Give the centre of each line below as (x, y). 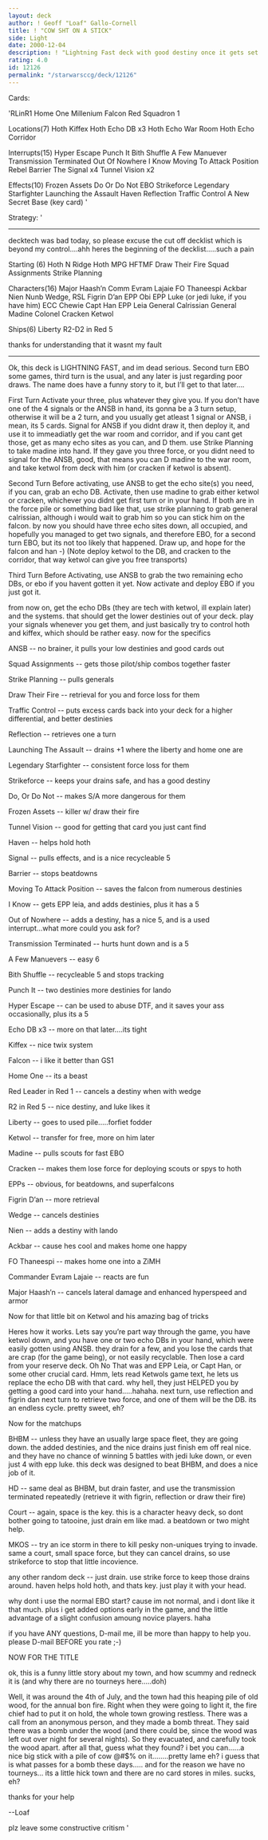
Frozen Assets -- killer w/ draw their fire (74, 811)
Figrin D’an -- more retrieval (54, 1199)
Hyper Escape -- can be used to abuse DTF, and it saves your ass (116, 1005)
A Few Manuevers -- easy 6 (54, 959)
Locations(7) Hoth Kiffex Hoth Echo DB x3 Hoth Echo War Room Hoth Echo (132, 128)
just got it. (25, 592)
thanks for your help (41, 1797)
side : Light (28, 38)
